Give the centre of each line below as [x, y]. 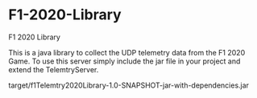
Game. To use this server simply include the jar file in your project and [124, 61]
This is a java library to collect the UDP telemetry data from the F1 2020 [127, 52]
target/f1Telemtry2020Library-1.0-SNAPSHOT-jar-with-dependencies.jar [129, 85]
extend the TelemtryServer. [54, 69]
